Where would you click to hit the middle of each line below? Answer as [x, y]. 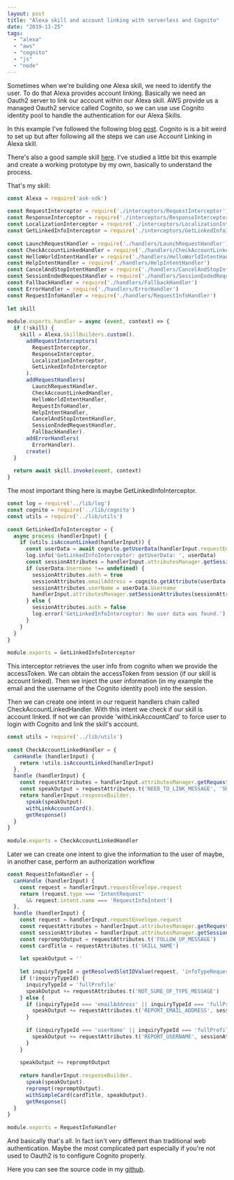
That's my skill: [29, 185]
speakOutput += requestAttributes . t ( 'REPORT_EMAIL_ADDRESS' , [123, 1011]
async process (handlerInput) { [61, 536]
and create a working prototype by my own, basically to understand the [110, 164]
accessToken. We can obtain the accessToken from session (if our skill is [112, 674]
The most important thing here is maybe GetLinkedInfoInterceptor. [102, 491]
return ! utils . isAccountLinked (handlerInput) [87, 763]
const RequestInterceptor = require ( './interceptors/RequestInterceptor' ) [118, 211]
